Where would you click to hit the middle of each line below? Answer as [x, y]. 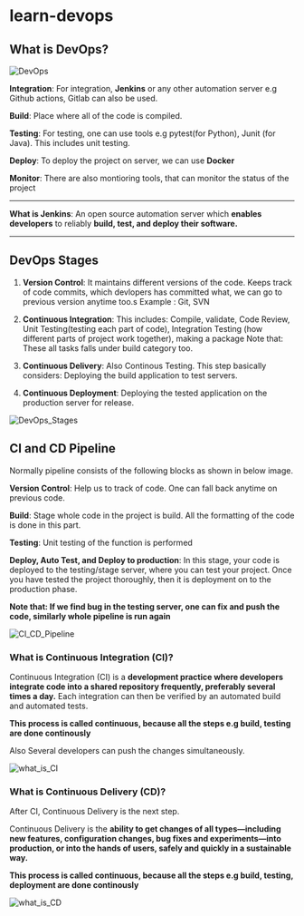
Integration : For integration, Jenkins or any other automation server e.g [143, 88]
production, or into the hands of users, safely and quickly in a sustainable [151, 848]
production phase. [43, 589]
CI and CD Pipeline [62, 448]
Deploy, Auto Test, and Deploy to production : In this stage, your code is [145, 560]
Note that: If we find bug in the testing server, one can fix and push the [145, 606]
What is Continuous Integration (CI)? [91, 657]
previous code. [37, 497]
